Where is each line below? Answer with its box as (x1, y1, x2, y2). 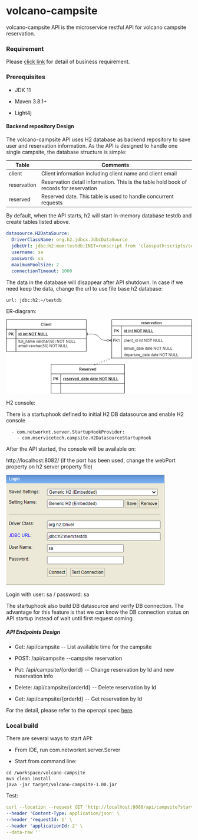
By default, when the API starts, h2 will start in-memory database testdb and (6, 212, 192, 219)
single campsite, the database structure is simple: (6, 148, 127, 155)
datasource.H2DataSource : (6, 230, 70, 237)
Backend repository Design (6, 123, 75, 130)
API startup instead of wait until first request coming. (6, 614, 134, 621)
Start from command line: (14, 758, 77, 765)
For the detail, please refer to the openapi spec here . (6, 706, 134, 714)
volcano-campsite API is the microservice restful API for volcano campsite (6, 24, 187, 31)
